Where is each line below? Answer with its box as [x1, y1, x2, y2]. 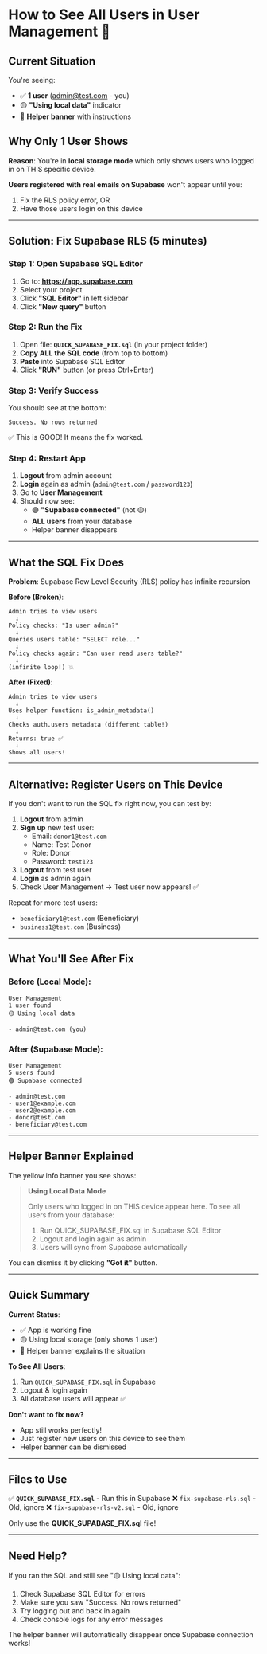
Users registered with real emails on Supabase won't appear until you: [8, 179, 242, 189]
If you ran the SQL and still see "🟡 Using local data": [8, 1571, 181, 1581]
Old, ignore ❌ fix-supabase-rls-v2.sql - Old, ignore [8, 1503, 179, 1512]
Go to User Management [19, 488, 103, 497]
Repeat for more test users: [8, 898, 98, 907]
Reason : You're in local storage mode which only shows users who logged [8, 155, 254, 165]
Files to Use [8, 1472, 68, 1487]
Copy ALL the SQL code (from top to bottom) [19, 348, 168, 358]
